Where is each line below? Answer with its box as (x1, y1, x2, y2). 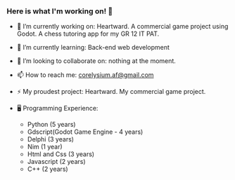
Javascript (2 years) (27, 158, 86, 166)
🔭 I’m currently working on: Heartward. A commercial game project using (16, 22, 229, 31)
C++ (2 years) (27, 165, 68, 174)
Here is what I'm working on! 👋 (6, 6, 113, 16)
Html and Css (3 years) (27, 150, 95, 158)
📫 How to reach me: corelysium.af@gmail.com (16, 71, 154, 79)
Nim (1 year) (27, 143, 63, 151)
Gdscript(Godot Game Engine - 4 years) (27, 127, 144, 136)
